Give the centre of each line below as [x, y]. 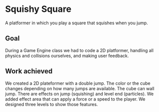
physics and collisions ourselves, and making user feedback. [67, 56]
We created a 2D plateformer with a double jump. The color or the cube [78, 83]
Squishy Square [38, 9]
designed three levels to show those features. [52, 104]
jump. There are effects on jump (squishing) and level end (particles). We [79, 94]
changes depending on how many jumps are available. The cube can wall [80, 88]
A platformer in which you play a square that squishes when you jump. [77, 23]
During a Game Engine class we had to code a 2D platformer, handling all [79, 50]
